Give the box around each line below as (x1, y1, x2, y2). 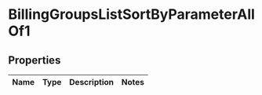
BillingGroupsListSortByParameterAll (8, 5, 255, 24)
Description (69, 77, 114, 87)
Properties (8, 53, 61, 67)
